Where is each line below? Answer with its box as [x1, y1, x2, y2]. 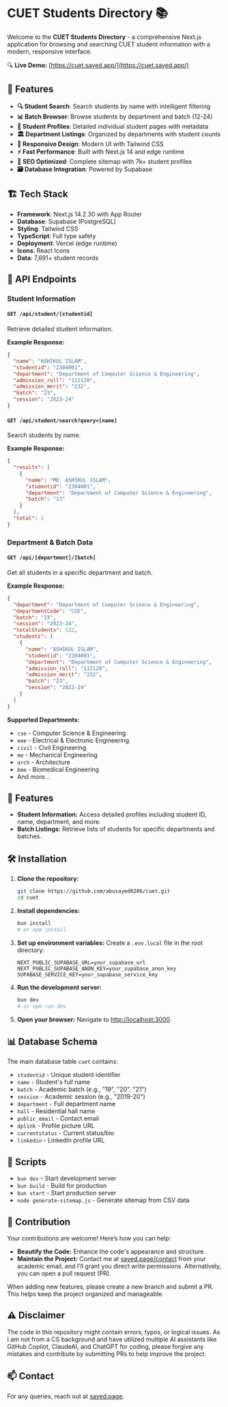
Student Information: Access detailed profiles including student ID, [16, 810, 207, 819]
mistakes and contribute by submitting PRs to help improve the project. [7, 1349, 207, 1358]
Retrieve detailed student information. [7, 325, 113, 333]
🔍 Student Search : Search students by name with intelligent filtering [16, 102, 211, 110]
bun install [16, 920, 51, 927]
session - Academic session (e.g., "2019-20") [16, 1093, 145, 1101]
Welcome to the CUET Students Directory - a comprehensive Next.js [7, 32, 202, 41]
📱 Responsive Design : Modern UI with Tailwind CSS [16, 140, 164, 148]
